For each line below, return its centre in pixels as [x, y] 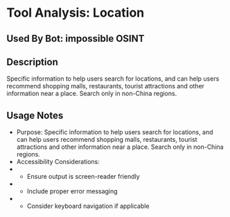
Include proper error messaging [72, 191]
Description [32, 62]
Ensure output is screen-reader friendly [83, 177]
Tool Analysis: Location [76, 13]
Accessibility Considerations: [58, 162]
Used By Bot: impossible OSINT [76, 39]
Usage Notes [35, 115]
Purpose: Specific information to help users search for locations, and [115, 132]
